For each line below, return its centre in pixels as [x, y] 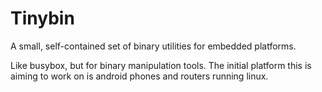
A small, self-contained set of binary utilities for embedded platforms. [153, 46]
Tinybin [42, 18]
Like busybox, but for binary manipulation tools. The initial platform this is [161, 65]
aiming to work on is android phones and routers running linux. [139, 76]
